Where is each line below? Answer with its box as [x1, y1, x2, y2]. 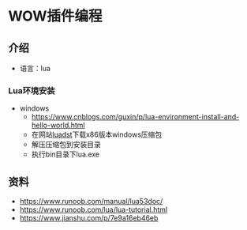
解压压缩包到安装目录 [31, 140, 101, 149]
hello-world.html [31, 120, 85, 130]
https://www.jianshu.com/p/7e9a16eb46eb [19, 213, 159, 223]
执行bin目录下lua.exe [31, 149, 100, 159]
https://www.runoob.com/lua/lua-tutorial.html [19, 205, 168, 214]
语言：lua [19, 64, 51, 73]
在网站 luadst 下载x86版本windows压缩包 [31, 130, 163, 139]
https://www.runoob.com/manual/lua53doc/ [19, 197, 163, 206]
